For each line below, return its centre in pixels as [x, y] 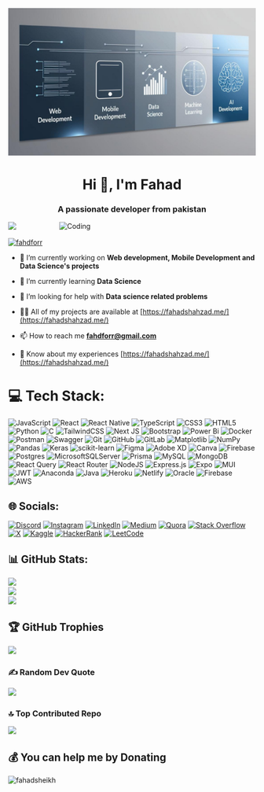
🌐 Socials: [34, 506]
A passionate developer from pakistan [132, 209]
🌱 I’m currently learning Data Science [80, 282]
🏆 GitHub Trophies [56, 627]
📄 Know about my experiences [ [71, 354]
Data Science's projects [59, 266]
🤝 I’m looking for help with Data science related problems [114, 297]
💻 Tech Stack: [57, 396]
